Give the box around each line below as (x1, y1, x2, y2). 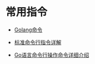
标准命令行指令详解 (14, 39, 62, 46)
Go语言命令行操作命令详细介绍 (14, 51, 90, 58)
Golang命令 (14, 26, 43, 33)
